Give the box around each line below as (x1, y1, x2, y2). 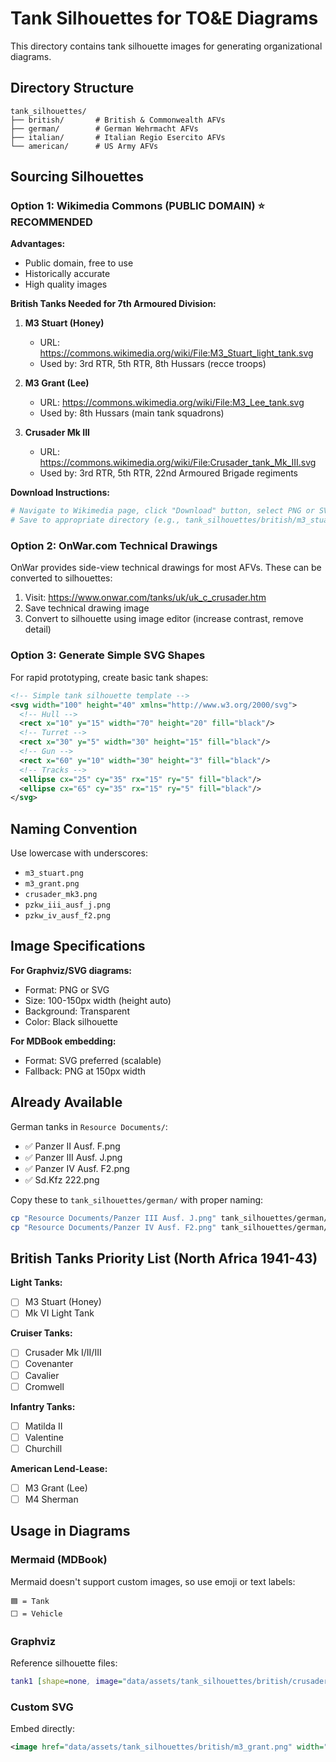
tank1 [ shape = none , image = (10, 1676, 123, 1686)
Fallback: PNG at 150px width (24, 1065, 146, 1077)
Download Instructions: (10, 487, 110, 499)
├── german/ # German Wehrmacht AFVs (10, 123, 199, 134)
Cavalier (24, 1369, 60, 1381)
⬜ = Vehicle (10, 1608, 63, 1619)
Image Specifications (10, 938, 146, 955)
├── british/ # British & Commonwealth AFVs (10, 115, 226, 125)
